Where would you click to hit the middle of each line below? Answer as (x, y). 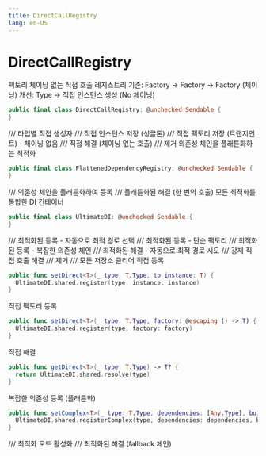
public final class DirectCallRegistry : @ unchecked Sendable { (115, 110)
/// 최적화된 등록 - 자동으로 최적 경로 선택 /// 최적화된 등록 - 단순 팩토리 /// (123, 240)
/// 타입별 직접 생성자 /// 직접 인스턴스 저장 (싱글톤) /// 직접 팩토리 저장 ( (119, 134)
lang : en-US (28, 23)
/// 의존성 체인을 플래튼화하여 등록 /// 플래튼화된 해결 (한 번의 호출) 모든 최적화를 (132, 192)
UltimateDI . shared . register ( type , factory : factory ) (104, 329)
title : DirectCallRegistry (53, 15)
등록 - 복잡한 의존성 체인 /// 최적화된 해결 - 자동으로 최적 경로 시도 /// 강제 (130, 250)
